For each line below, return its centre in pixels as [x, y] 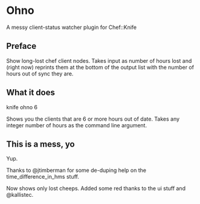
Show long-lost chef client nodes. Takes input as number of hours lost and [99, 60]
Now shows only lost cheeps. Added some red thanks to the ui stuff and [96, 188]
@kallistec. [20, 195]
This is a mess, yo [40, 144]
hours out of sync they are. [40, 74]
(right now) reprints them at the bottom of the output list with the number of [100, 67]
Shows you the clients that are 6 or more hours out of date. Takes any [93, 119]
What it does [31, 93]
